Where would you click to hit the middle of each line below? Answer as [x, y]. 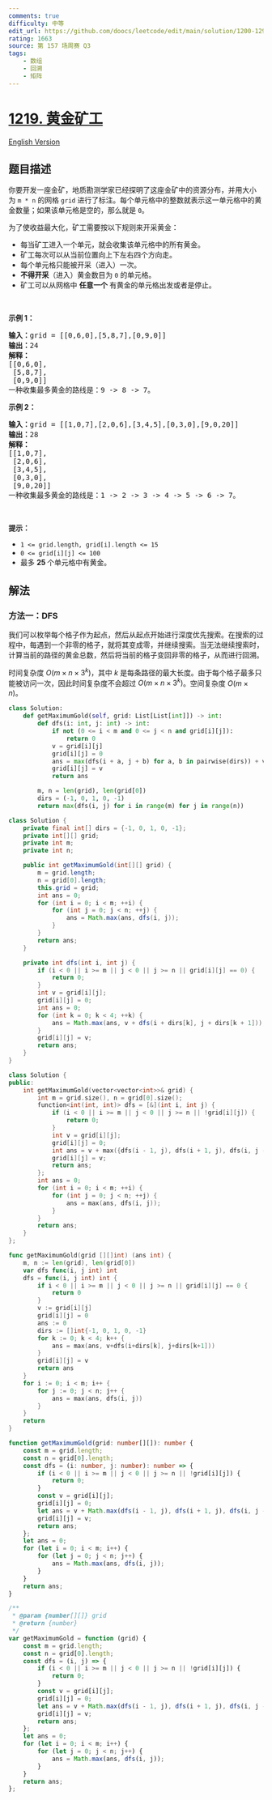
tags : [17, 53]
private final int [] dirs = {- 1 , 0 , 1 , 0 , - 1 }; [105, 828]
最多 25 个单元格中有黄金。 [66, 563]
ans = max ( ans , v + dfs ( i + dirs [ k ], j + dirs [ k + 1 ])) [134, 1346]
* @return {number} [45, 1623]
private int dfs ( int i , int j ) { [79, 963]
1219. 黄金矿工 [56, 119]
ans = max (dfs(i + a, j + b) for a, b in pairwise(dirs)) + [155, 761]
